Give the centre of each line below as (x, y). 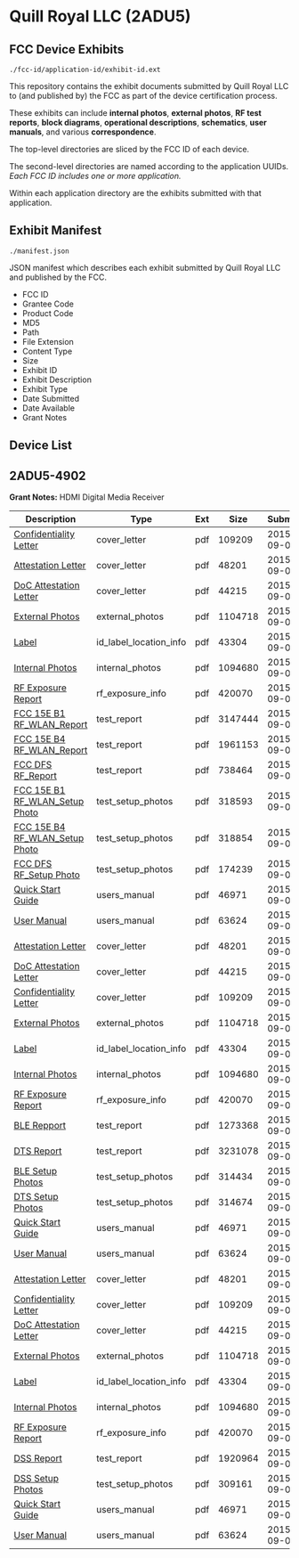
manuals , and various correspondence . (83, 132)
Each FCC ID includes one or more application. (95, 176)
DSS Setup (36, 1479)
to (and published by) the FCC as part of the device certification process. (143, 96)
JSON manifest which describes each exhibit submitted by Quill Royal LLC (145, 267)
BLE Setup (36, 1171)
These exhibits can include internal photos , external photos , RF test (136, 113)
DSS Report (38, 1458)
